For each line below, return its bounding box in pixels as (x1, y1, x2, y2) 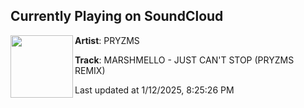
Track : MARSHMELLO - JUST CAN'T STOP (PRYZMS (74, 54, 295, 66)
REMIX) (74, 64, 106, 76)
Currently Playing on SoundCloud (10, 8, 224, 25)
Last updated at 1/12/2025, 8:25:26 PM (74, 84, 235, 96)
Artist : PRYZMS (74, 34, 140, 46)
